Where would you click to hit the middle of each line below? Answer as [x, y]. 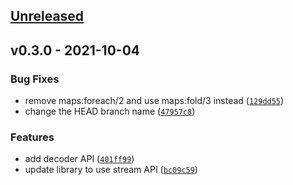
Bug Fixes [35, 79]
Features [32, 137]
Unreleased [47, 16]
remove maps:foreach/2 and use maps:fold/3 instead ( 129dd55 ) [154, 101]
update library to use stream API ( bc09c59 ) [111, 170]
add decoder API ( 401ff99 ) [79, 159]
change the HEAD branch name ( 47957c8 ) [110, 111]
